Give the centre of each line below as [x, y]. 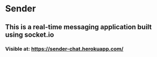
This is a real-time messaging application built [78, 27]
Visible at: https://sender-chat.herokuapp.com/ [64, 49]
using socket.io [30, 34]
